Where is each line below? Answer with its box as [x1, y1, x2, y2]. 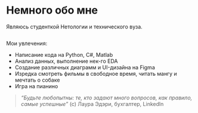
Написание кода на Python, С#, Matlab [14, 51, 113, 58]
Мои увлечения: [6, 40, 48, 47]
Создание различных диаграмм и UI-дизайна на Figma [14, 63, 155, 71]
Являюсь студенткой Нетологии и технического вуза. [6, 23, 143, 30]
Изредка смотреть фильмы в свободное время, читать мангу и [14, 70, 177, 77]
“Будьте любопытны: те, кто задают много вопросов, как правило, [20, 94, 193, 101]
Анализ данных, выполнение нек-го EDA [14, 57, 118, 64]
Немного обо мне [6, 4, 98, 17]
